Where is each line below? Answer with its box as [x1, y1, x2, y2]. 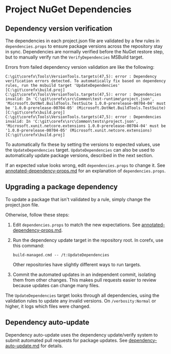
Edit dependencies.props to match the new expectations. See [12, 221, 141, 228]
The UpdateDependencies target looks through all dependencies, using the [5, 292, 160, 299]
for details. [40, 343, 63, 349]
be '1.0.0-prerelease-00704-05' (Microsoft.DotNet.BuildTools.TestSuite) [5, 105, 166, 110]
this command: [12, 243, 45, 249]
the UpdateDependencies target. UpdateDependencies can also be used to [5, 147, 155, 153]
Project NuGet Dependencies [5, 4, 132, 15]
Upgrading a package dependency [5, 182, 118, 191]
